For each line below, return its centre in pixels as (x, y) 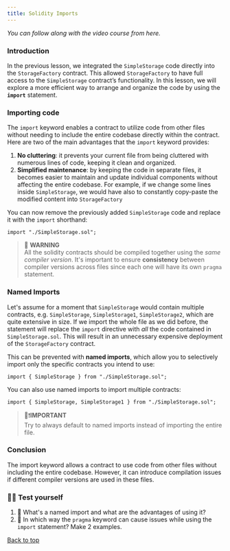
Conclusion (27, 450)
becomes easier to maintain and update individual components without (117, 177)
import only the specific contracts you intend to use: (81, 364)
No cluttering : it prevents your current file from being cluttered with (113, 156)
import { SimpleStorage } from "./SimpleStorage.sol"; (87, 377)
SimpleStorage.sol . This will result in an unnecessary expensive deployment (115, 336)
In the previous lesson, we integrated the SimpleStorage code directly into (111, 65)
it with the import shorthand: (47, 220)
